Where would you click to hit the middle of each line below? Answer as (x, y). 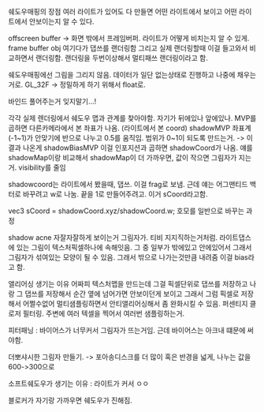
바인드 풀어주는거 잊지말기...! (52, 101)
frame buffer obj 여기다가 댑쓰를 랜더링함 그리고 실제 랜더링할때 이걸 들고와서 (128, 48)
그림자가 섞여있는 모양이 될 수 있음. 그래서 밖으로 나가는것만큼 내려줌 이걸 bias (128, 257)
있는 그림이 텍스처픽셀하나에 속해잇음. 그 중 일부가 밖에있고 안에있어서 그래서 (134, 247)
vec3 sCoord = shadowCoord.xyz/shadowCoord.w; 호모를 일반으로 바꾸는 (126, 211)
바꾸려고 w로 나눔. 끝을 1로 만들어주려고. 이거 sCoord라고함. (115, 194)
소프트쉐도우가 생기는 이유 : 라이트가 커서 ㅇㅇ (79, 384)
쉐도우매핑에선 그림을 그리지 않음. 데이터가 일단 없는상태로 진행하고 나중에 (122, 75)
